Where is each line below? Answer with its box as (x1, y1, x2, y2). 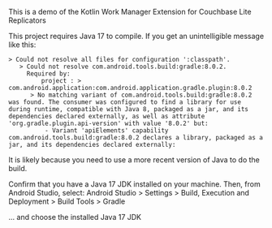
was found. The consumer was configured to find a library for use (8, 98, 242, 106)
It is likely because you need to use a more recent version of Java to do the (8, 155, 260, 165)
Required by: (26, 70, 71, 78)
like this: (8, 40, 37, 49)
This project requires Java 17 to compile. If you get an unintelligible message (8, 32, 265, 41)
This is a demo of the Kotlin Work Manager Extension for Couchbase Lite (8, 7, 252, 16)
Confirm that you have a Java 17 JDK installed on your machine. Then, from (8, 179, 261, 189)
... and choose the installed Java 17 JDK (8, 213, 142, 222)
